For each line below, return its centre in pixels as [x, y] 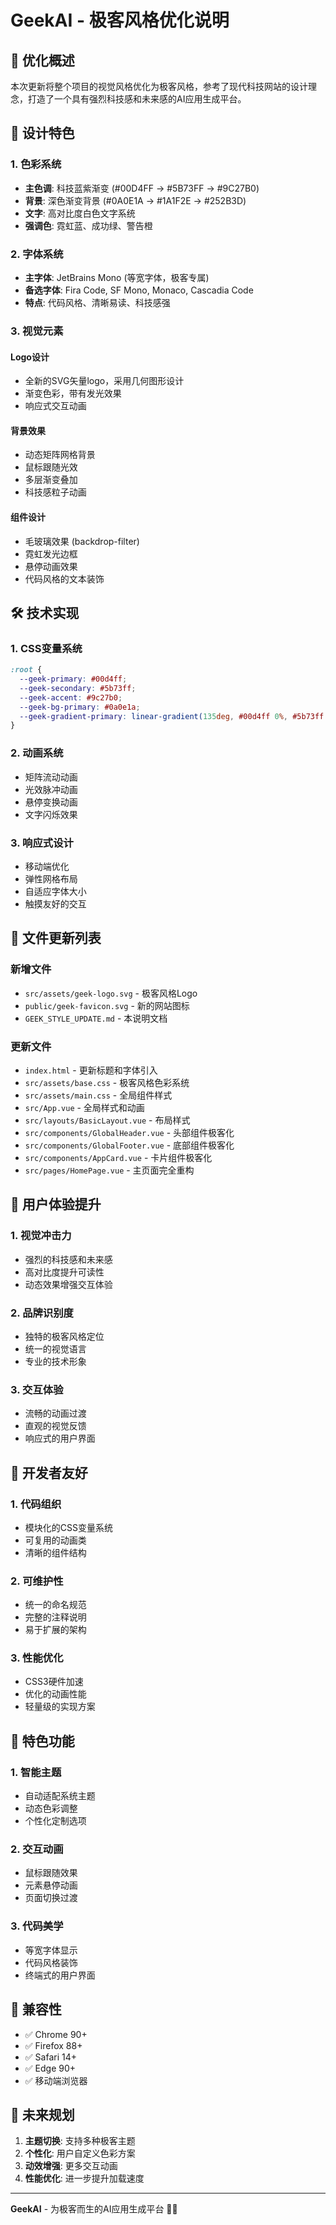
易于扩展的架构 [55, 1630]
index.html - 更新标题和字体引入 [91, 1070]
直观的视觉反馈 [55, 1426]
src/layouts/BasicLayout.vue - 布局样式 [107, 1120]
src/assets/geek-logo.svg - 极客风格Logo [111, 993]
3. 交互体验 [37, 1389]
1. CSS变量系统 [46, 648]
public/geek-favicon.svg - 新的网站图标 [107, 1005]
